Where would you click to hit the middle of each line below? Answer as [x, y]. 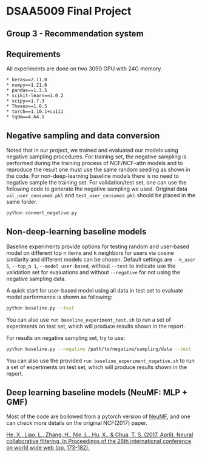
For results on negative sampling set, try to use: [66, 337]
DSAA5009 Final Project [69, 11]
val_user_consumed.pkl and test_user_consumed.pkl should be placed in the [101, 195]
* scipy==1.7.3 [25, 101]
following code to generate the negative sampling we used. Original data [97, 189]
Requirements [33, 54]
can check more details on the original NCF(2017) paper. [77, 423]
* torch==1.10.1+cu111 [35, 112]
